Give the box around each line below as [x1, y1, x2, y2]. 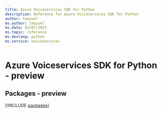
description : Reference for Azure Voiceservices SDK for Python [5, 12, 139, 17]
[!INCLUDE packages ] [5, 102, 49, 108]
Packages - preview [5, 90, 67, 98]
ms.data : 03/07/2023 [5, 25, 47, 30]
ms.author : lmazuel [5, 20, 45, 26]
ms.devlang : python [5, 35, 45, 39]
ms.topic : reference [5, 30, 47, 35]
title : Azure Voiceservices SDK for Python [5, 7, 95, 12]
